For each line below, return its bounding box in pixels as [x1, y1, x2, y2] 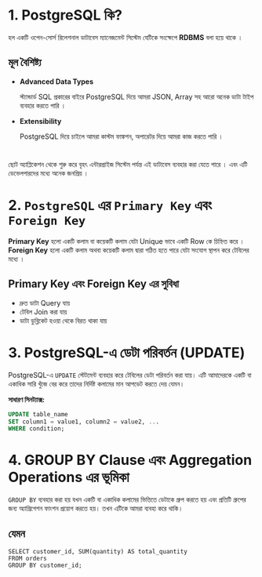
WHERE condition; [8, 425, 65, 433]
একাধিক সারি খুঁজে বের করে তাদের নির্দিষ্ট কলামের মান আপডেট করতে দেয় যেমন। [8, 379, 185, 388]
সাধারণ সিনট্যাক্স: [8, 394, 45, 404]
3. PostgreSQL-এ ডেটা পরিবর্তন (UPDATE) [8, 343, 246, 361]
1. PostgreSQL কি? [8, 6, 123, 24]
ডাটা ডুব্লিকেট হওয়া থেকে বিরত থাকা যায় [19, 316, 107, 325]
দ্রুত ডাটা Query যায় [19, 298, 71, 307]
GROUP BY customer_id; [8, 561, 82, 569]
